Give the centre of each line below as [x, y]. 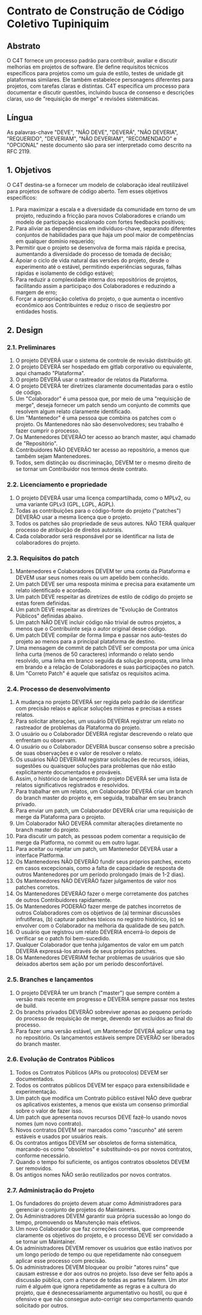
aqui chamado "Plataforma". [50, 373]
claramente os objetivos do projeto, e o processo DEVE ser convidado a [104, 1235]
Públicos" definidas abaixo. [49, 616]
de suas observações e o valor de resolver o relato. [79, 753]
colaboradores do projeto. [48, 542]
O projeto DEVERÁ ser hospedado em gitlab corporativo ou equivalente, [104, 367]
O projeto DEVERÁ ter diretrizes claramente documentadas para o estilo [104, 386]
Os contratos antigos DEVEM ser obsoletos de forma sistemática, [96, 1142]
